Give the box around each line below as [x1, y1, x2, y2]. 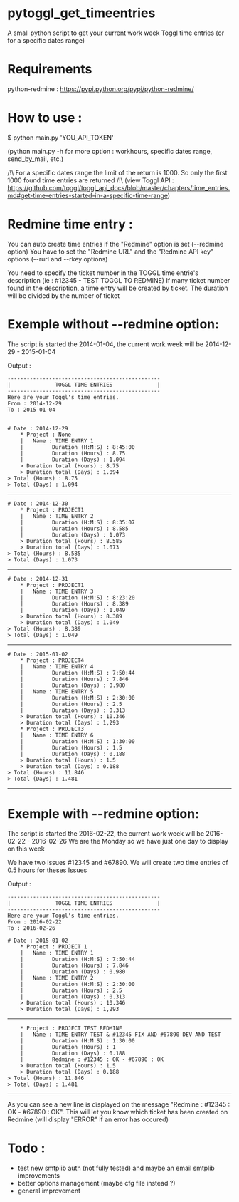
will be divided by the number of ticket [7, 291, 120, 300]
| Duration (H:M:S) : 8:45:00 [20, 443, 135, 450]
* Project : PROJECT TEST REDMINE [20, 1025, 122, 1032]
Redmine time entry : [7, 216, 134, 232]
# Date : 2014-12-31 [7, 575, 69, 582]
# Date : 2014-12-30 [7, 500, 69, 507]
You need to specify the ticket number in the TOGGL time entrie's [7, 269, 199, 277]
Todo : [7, 1140, 46, 1156]
